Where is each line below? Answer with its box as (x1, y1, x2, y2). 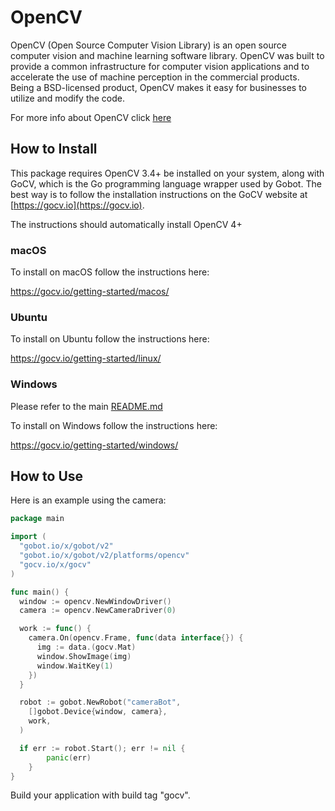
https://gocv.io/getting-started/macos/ (10, 286, 170, 298)
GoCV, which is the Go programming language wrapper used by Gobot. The (10, 177, 322, 190)
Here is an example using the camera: (10, 494, 167, 506)
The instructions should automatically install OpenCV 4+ (10, 218, 243, 230)
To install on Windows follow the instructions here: (10, 419, 218, 431)
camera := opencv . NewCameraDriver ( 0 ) (19, 606, 177, 616)
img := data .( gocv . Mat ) (36, 642, 137, 653)
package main (10, 514, 65, 524)
